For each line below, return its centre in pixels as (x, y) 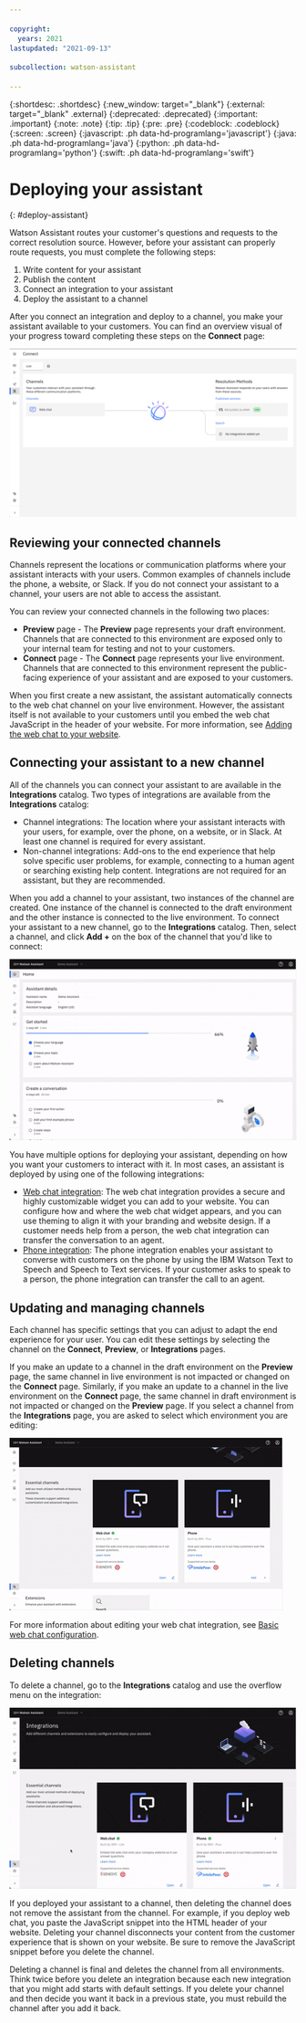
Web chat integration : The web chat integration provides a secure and (153, 1192)
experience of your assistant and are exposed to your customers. (171, 677)
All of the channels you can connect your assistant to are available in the (146, 784)
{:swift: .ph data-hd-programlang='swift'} (177, 152)
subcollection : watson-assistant (73, 68)
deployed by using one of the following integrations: (107, 1174)
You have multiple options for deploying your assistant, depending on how (149, 1155)
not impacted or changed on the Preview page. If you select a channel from (152, 1406)
